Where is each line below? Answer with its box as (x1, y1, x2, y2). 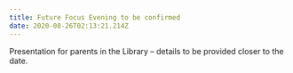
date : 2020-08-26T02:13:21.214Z (9, 21, 129, 30)
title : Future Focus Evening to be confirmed (9, 12, 180, 22)
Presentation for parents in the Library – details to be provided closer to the (9, 45, 284, 56)
